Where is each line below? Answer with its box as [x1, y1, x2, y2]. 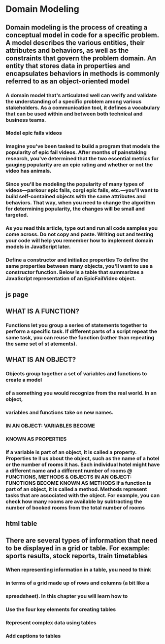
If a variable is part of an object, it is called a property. [5, 449, 137, 456]
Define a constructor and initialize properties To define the [5, 256, 149, 263]
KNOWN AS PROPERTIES [5, 435, 67, 442]
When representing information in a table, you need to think [5, 566, 152, 573]
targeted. [5, 212, 29, 218]
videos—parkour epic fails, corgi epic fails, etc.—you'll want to [5, 187, 159, 194]
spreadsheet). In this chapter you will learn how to [5, 593, 128, 600]
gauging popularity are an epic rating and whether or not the [5, 161, 153, 168]
